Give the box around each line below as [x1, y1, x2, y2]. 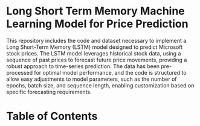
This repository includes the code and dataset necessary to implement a [6, 37, 187, 44]
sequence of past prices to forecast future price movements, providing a [6, 56, 187, 63]
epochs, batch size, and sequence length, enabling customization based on [6, 81, 195, 89]
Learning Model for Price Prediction [6, 17, 189, 31]
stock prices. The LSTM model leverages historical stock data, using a [6, 49, 181, 57]
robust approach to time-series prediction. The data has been [6, 62, 160, 70]
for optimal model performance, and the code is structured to [34, 69, 187, 76]
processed [6, 69, 33, 76]
